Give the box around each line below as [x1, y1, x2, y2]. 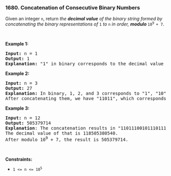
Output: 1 [5, 56, 30, 62]
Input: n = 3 [5, 81, 38, 86]
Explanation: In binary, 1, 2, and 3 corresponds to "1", [5, 91, 153, 96]
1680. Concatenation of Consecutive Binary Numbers [5, 4, 140, 11]
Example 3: [5, 105, 30, 111]
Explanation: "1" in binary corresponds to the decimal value [5, 61, 164, 67]
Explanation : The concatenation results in [5, 125, 116, 131]
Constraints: [5, 156, 33, 162]
